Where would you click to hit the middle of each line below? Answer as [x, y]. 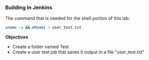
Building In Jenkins [29, 7]
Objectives [17, 37]
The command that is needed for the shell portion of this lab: [67, 18]
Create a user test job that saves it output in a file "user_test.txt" [78, 52]
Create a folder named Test [40, 47]
